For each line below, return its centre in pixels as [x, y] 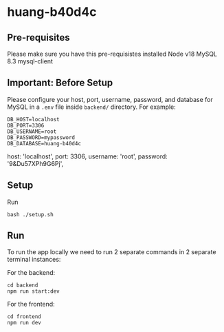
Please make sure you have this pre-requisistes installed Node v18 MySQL [112, 54]
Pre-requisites [38, 38]
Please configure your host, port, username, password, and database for [110, 99]
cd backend [23, 286]
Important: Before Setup [60, 83]
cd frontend [24, 317]
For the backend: [31, 273]
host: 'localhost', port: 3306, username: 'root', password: [88, 156]
